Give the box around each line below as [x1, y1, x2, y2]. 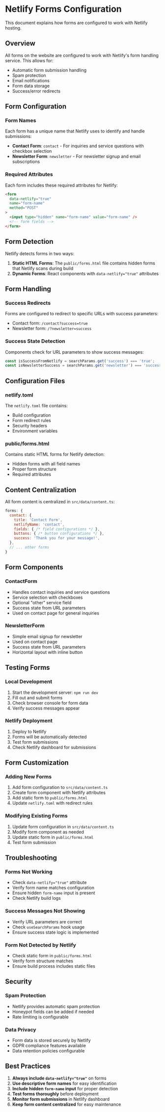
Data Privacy [5, 1026, 36, 1033]
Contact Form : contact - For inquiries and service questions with [12, 143, 144, 149]
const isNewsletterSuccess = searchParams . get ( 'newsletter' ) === [5, 363, 141, 368]
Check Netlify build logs [12, 895, 61, 901]
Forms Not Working [5, 868, 53, 875]
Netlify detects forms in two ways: [5, 250, 75, 257]
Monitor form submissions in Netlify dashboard [12, 1096, 110, 1102]
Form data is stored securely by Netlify [12, 1038, 91, 1044]
